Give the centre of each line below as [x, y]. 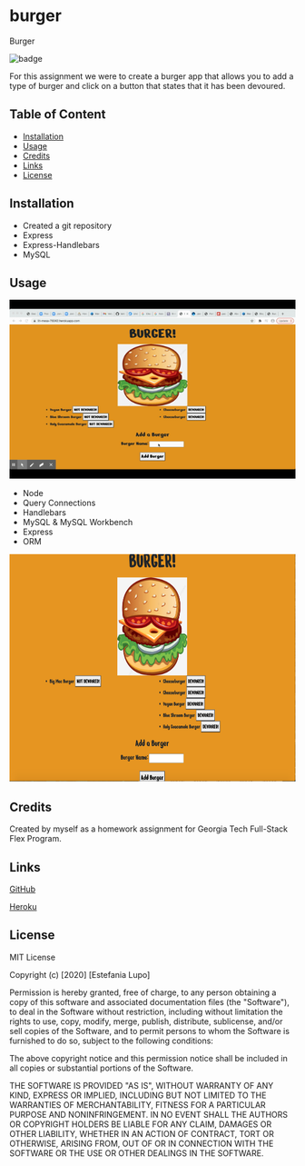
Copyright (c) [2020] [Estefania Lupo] [80, 974]
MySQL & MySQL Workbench [78, 523]
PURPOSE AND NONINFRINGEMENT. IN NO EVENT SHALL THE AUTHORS [149, 1114]
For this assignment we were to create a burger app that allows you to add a [152, 76]
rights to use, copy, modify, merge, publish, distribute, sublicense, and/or [146, 1021]
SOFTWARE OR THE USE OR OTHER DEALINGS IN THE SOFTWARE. [137, 1153]
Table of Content [58, 115]
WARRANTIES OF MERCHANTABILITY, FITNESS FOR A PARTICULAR [138, 1104]
